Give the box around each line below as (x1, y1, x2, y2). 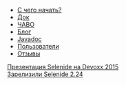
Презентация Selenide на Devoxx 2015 (7, 63, 119, 71)
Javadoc (17, 35, 43, 43)
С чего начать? (17, 6, 62, 14)
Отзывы (17, 49, 41, 58)
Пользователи (17, 42, 60, 50)
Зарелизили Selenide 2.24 (7, 70, 84, 78)
